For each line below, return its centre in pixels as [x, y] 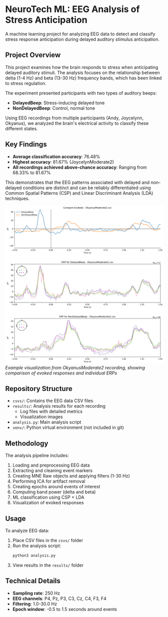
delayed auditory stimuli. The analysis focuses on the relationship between [82, 72]
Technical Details [33, 581]
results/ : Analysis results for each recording [59, 406]
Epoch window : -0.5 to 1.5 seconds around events [65, 609]
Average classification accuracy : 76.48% [56, 157]
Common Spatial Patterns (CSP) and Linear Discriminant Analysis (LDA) [79, 193]
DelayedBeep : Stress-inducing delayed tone [59, 103]
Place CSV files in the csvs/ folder [48, 540]
